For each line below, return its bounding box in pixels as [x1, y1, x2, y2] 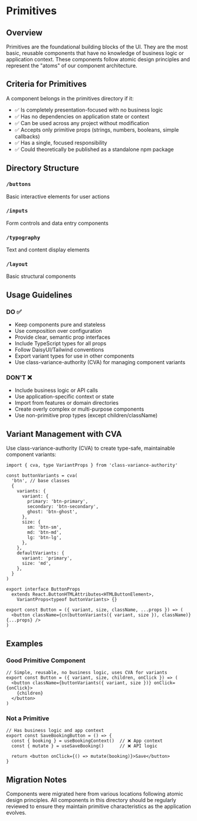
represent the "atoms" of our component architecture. [6, 62, 137, 69]
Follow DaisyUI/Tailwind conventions [14, 346, 104, 354]
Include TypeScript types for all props [14, 340, 107, 347]
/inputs [6, 208, 28, 214]
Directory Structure [6, 163, 80, 174]
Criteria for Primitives [6, 79, 87, 89]
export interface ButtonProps [6, 586, 81, 593]
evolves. [6, 809, 27, 816]
